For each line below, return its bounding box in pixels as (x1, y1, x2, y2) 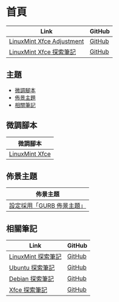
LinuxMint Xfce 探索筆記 (9, 48, 77, 56)
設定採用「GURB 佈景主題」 (9, 202, 87, 210)
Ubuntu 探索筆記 (9, 264, 55, 272)
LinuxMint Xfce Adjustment (9, 37, 84, 45)
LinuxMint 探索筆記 (9, 252, 62, 261)
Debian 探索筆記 (9, 275, 54, 283)
